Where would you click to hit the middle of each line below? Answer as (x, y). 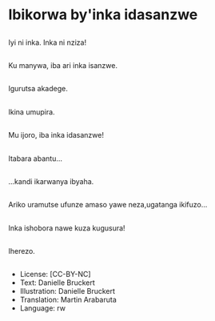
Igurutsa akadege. (38, 89)
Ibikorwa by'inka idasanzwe (103, 15)
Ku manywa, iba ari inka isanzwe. (63, 65)
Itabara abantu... (35, 158)
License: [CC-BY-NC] (55, 275)
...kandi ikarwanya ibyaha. (51, 181)
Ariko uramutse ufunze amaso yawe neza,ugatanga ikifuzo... (108, 205)
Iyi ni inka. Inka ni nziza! (47, 42)
